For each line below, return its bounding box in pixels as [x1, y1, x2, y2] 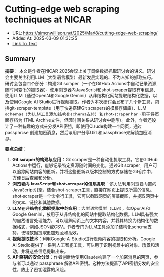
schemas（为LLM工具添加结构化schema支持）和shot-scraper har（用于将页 [5, 111, 159, 117]
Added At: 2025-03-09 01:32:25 [12, 35, 77, 41]
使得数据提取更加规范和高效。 [21, 230, 81, 235]
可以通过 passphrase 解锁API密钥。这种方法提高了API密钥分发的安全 [21, 260, 160, 266]
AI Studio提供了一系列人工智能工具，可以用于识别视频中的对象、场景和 [12, 242, 155, 248]
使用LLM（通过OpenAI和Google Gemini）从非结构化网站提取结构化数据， [5, 92, 153, 98]
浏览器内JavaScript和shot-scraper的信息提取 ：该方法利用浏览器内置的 [12, 181, 157, 186]
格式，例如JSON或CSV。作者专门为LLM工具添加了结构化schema [16, 224, 148, 230]
